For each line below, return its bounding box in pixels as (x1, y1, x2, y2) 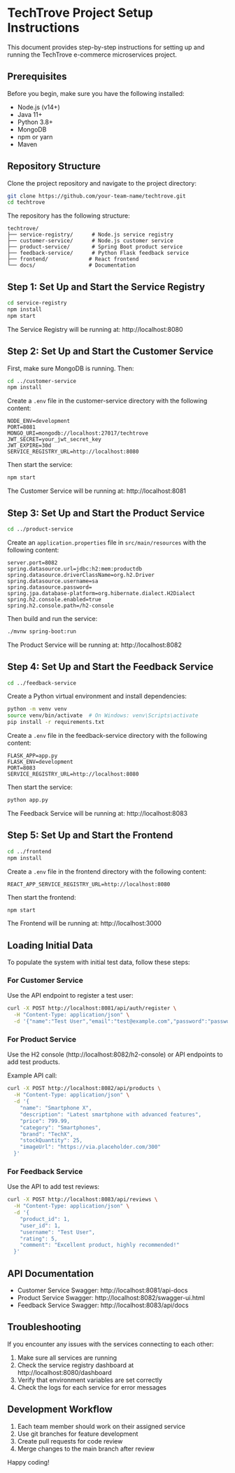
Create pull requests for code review (17, 1437, 123, 1445)
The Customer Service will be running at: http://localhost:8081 (7, 487, 187, 495)
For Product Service (7, 1035, 77, 1045)
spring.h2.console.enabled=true (7, 596, 101, 603)
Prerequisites (7, 71, 67, 83)
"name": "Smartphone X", (20, 1105, 92, 1112)
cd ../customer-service (7, 377, 77, 384)
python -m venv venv (7, 706, 68, 713)
